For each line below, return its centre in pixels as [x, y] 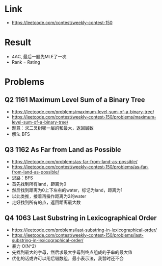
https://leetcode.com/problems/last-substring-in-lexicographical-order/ [84, 230]
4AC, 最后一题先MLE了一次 [39, 56]
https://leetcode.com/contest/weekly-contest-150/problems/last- [78, 235]
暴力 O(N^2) [24, 246]
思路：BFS [22, 178]
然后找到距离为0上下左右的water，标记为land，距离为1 [67, 190]
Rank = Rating [26, 62]
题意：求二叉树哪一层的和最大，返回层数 [53, 128]
